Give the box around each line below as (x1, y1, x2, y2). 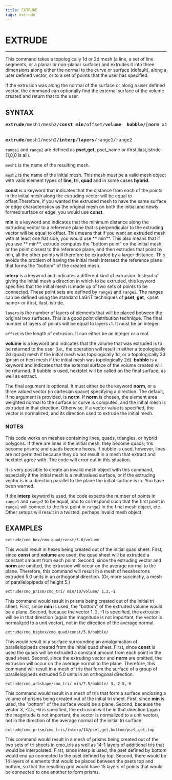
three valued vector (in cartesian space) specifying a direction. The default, (5, 388, 165, 395)
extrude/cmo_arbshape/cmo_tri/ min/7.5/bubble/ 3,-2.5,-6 (5, 681, 132, 687)
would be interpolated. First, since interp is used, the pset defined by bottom (5, 747, 167, 753)
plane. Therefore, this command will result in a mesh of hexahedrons (5, 568, 150, 574)
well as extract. (5, 373, 37, 379)
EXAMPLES (5, 524, 42, 532)
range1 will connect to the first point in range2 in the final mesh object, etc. (5, 503, 162, 510)
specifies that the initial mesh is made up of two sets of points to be (5, 283, 148, 290)
